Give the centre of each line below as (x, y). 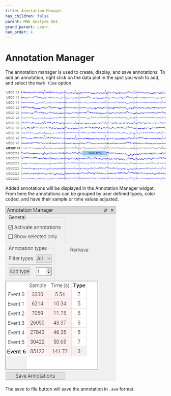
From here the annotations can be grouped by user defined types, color (80, 193)
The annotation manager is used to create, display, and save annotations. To (85, 72)
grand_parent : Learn (27, 27)
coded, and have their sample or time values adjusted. (62, 199)
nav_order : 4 (19, 32)
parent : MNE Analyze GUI (32, 21)
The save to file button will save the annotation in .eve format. (70, 389)
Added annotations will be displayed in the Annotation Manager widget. (80, 188)
